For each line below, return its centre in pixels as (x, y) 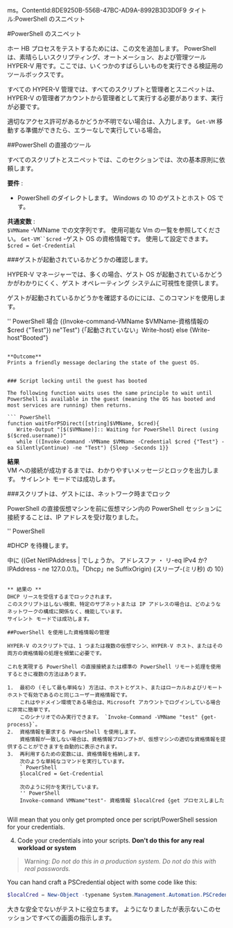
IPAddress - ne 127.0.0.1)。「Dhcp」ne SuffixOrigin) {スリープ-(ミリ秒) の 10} (115, 569)
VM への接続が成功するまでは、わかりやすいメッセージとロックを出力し (110, 470)
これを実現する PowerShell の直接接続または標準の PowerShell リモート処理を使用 (114, 667)
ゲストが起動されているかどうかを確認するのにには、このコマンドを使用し (113, 298)
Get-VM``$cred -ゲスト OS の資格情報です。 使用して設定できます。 (116, 239)
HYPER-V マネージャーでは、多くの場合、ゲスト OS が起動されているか (109, 274)
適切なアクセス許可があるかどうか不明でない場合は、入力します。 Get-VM (111, 121)
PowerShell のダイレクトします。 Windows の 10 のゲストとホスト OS (116, 198)
